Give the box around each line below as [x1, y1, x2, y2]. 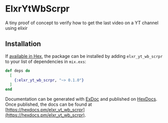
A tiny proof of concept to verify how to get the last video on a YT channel [5, 20, 159, 26]
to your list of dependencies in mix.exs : [5, 58, 86, 65]
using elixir [5, 25, 28, 31]
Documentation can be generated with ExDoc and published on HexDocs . [5, 96, 157, 102]
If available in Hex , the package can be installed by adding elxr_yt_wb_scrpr [5, 53, 163, 59]
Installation [5, 40, 41, 48]
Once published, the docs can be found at [5, 101, 92, 107]
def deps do [5, 68, 30, 73]
